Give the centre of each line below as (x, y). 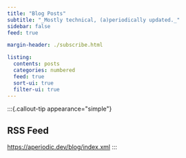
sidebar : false (29, 26)
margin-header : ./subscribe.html (55, 45)
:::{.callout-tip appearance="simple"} (60, 109)
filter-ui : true (37, 89)
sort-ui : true (33, 83)
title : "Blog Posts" (37, 13)
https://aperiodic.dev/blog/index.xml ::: (62, 147)
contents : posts (37, 64)
